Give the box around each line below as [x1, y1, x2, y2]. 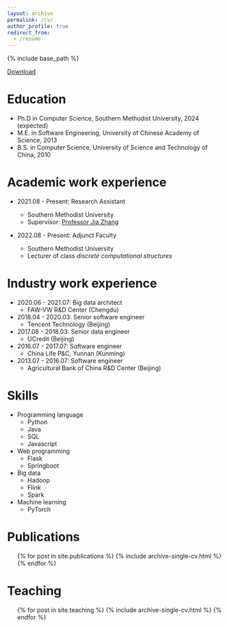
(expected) [16, 121, 49, 130]
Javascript [27, 439, 58, 447]
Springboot [27, 461, 60, 469]
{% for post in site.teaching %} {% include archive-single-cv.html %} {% [16, 606, 223, 614]
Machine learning [16, 497, 66, 506]
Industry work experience [7, 275, 157, 291]
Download [7, 68, 36, 76]
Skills [7, 388, 39, 404]
